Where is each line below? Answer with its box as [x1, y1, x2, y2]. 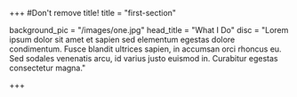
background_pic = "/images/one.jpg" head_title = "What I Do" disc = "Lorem [9, 25, 289, 35]
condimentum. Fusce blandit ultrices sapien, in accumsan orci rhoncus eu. [9, 44, 282, 54]
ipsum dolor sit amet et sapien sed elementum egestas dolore [9, 35, 236, 44]
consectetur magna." [9, 62, 86, 73]
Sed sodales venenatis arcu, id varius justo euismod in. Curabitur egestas [9, 53, 278, 63]
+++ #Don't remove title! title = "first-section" [9, 8, 176, 18]
